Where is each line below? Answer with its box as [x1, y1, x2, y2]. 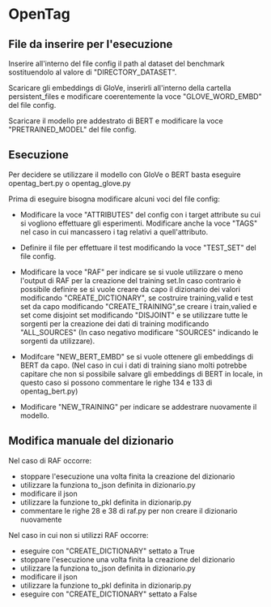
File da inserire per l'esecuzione [8, 37, 173, 51]
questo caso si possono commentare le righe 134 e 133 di [19, 377, 213, 387]
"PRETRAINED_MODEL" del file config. [8, 125, 137, 134]
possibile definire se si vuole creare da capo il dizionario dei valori [19, 284, 241, 294]
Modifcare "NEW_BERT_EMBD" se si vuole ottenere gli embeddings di [19, 351, 253, 361]
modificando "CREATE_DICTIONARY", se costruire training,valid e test [19, 293, 253, 303]
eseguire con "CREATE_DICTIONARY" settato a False [19, 589, 197, 599]
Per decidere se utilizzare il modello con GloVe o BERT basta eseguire [8, 170, 241, 179]
